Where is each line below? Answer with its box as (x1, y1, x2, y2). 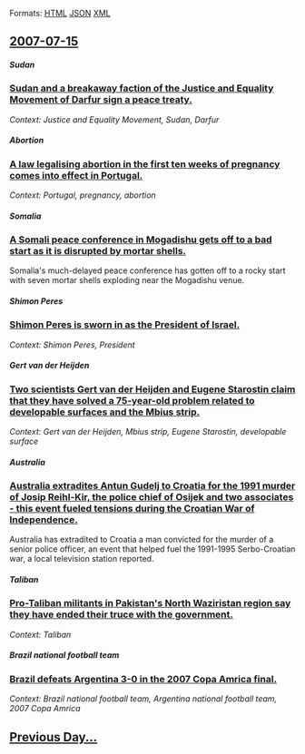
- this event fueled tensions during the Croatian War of (9, 503, 255, 515)
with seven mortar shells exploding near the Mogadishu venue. (9, 275, 245, 286)
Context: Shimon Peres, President (9, 339, 135, 350)
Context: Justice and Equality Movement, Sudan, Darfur (9, 113, 220, 125)
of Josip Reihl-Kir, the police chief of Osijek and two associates (9, 491, 294, 504)
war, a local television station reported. (9, 553, 154, 564)
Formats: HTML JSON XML (9, 8, 111, 18)
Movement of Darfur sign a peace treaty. (9, 93, 192, 106)
